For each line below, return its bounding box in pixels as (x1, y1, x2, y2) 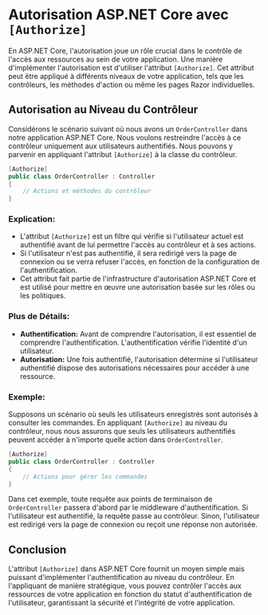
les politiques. (19, 291, 66, 301)
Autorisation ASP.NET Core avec (8, 6, 229, 24)
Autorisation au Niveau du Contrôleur (8, 103, 199, 116)
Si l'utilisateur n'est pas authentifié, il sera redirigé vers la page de (19, 249, 237, 258)
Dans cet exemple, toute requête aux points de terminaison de (8, 495, 213, 504)
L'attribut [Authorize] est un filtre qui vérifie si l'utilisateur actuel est (19, 231, 244, 241)
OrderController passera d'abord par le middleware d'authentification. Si (8, 503, 249, 512)
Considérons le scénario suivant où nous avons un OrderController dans (8, 124, 248, 133)
